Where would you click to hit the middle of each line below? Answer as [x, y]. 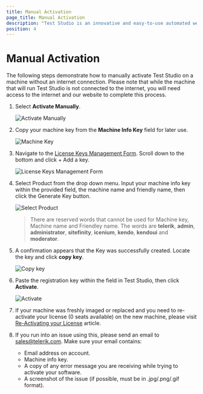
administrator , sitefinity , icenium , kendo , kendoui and [99, 232]
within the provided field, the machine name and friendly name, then [100, 190]
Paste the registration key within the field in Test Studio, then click [97, 281]
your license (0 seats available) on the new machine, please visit [116, 317]
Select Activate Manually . [48, 107]
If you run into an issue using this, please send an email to [87, 335]
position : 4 [21, 29]
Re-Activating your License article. [58, 323]
